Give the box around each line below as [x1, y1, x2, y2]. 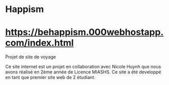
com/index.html [5, 37, 74, 49]
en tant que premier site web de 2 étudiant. [5, 74, 95, 80]
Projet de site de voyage [5, 54, 56, 60]
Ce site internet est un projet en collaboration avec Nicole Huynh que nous [5, 64, 161, 70]
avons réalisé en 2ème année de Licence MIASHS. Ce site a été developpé [5, 69, 161, 75]
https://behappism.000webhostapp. [5, 27, 164, 38]
